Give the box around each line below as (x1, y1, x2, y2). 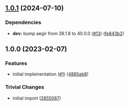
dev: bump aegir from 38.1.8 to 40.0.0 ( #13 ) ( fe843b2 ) (12, 30, 124, 36)
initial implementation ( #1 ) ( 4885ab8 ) (12, 71, 89, 77)
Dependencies (5, 19, 41, 26)
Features (5, 60, 27, 66)
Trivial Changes (5, 83, 44, 90)
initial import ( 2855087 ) (12, 95, 61, 101)
